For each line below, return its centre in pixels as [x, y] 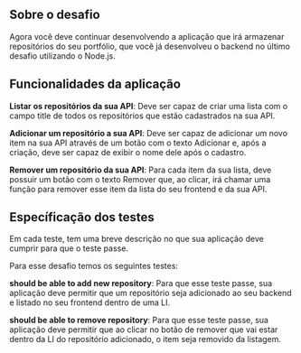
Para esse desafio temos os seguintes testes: [94, 266]
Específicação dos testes [82, 217]
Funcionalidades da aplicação [95, 84]
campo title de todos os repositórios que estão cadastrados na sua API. [142, 116]
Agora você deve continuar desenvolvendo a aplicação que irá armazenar [147, 36]
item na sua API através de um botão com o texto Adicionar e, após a [138, 143]
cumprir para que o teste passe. [69, 248]
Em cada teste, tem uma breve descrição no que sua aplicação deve [136, 239]
